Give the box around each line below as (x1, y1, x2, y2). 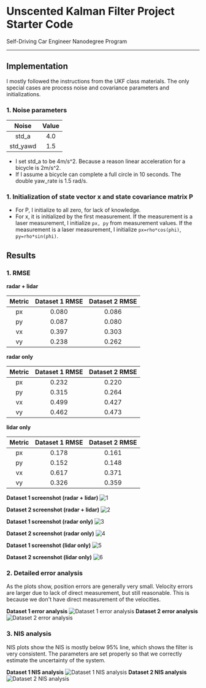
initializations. (6, 90, 41, 97)
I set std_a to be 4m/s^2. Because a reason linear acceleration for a (15, 158, 186, 165)
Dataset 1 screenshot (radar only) (6, 518, 94, 526)
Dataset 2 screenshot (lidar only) (6, 554, 92, 561)
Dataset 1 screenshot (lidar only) (6, 541, 91, 549)
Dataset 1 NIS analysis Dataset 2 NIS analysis (6, 668, 187, 676)
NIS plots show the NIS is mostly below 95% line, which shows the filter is (6, 643, 193, 651)
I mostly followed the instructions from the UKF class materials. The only (6, 77, 189, 85)
